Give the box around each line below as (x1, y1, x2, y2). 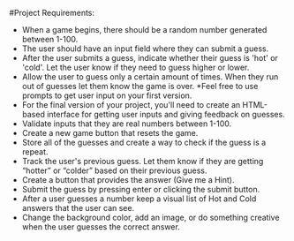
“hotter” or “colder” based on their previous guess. (21, 165, 207, 176)
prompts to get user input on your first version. (21, 90, 192, 101)
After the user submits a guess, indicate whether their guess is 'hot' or (21, 53, 278, 63)
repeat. (21, 147, 49, 157)
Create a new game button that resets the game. (21, 128, 199, 138)
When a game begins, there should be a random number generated (21, 25, 268, 34)
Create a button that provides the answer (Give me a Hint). (21, 175, 235, 185)
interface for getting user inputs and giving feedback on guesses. (47, 109, 285, 119)
